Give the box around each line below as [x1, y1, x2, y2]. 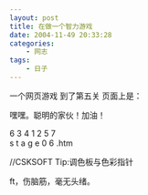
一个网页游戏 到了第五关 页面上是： [9, 90, 143, 101]
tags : [9, 56, 30, 65]
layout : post [9, 13, 59, 23]
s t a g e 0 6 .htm [9, 138, 73, 149]
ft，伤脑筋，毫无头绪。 [9, 175, 96, 187]
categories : [9, 38, 55, 48]
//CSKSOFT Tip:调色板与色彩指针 [9, 156, 134, 167]
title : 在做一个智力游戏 [9, 22, 93, 31]
